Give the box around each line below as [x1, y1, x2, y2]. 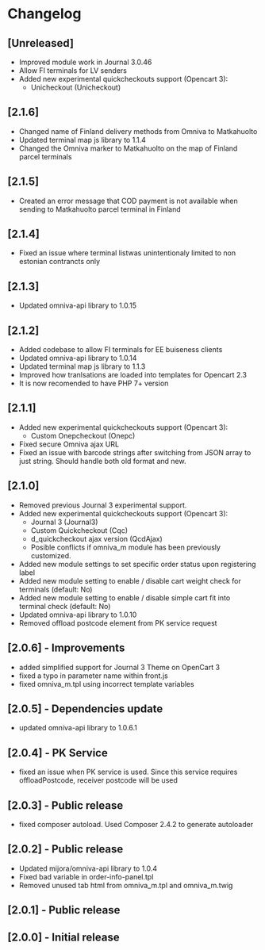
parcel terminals [18, 151, 72, 161]
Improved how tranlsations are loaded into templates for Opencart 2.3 [18, 370, 248, 380]
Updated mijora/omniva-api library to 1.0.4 [18, 864, 158, 873]
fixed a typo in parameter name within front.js [18, 671, 168, 680]
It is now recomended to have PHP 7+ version [18, 378, 169, 389]
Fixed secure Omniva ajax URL [18, 439, 120, 449]
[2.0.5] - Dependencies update [7, 702, 163, 715]
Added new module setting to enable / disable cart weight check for [18, 576, 241, 585]
